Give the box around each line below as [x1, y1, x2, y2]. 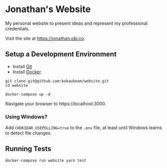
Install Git [12, 63, 32, 69]
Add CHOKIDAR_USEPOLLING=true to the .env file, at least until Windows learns [5, 125, 162, 131]
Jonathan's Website [5, 4, 91, 15]
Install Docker [12, 69, 41, 75]
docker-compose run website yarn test [5, 158, 87, 163]
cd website [5, 83, 28, 88]
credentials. [5, 25, 30, 31]
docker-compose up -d [5, 92, 51, 97]
